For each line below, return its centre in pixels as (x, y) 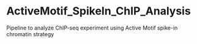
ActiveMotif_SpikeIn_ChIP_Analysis (98, 11)
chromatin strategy (30, 34)
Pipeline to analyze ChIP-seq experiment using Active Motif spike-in (92, 28)
